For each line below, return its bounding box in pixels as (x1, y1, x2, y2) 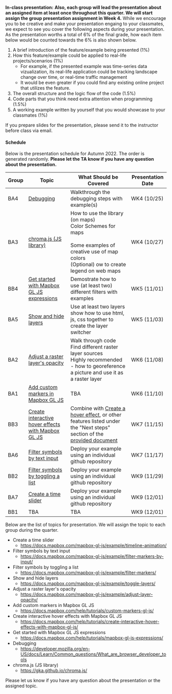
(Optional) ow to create (70, 261, 126, 268)
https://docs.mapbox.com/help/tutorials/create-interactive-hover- (20, 619, 160, 625)
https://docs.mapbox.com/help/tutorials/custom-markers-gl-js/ (20, 608, 154, 614)
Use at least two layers (70, 303, 125, 310)
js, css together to (70, 316, 114, 323)
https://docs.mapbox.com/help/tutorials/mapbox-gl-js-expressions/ (20, 635, 164, 641)
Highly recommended (70, 356, 123, 363)
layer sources (70, 350, 103, 357)
